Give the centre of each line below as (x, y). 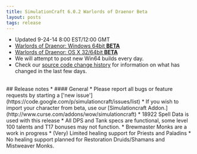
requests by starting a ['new (41, 95)
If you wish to (162, 102)
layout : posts (24, 17)
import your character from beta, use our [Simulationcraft (76, 108)
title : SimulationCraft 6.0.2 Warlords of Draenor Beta (77, 12)
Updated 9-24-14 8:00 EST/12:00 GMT (62, 40)
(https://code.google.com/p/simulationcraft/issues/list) (74, 102)
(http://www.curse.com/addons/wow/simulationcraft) (71, 114)
